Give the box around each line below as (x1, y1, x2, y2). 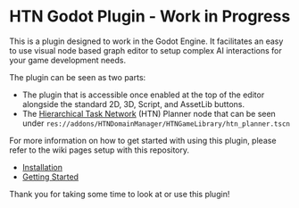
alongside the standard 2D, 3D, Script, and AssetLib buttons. (21, 98, 245, 109)
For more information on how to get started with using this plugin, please (9, 135, 277, 146)
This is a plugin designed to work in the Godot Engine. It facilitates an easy (9, 36, 284, 46)
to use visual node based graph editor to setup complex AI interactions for (9, 45, 283, 55)
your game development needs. (9, 54, 127, 65)
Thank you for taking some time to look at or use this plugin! (9, 188, 230, 199)
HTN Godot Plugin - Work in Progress (9, 6, 291, 27)
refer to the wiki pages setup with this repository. (9, 145, 190, 155)
